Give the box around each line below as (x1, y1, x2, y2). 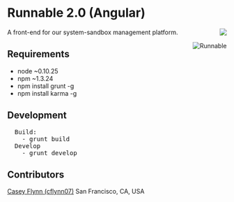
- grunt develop (22, 149, 78, 157)
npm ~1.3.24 (17, 74, 54, 82)
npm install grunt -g (17, 82, 75, 90)
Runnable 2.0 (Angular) (7, 5, 146, 21)
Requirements (7, 48, 70, 60)
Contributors (7, 168, 65, 180)
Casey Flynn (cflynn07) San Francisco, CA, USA (7, 187, 145, 196)
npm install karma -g (17, 89, 77, 97)
